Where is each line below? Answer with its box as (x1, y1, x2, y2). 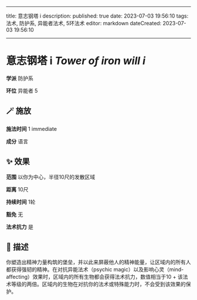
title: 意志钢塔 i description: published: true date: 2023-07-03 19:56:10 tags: (6, 12, 189, 19)
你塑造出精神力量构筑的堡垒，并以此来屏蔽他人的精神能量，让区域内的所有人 (6, 259, 191, 266)
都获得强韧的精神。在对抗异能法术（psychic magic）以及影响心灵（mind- (6, 266, 184, 273)
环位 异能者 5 (6, 87, 38, 94)
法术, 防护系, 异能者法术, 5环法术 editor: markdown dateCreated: (6, 20, 162, 26)
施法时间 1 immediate (6, 125, 57, 132)
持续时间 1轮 (6, 198, 36, 205)
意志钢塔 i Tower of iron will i (6, 54, 145, 68)
